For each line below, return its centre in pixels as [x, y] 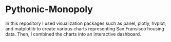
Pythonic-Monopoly [49, 9]
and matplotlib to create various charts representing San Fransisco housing [85, 28]
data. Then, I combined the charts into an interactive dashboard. [73, 34]
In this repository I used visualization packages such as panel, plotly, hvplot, [86, 23]
